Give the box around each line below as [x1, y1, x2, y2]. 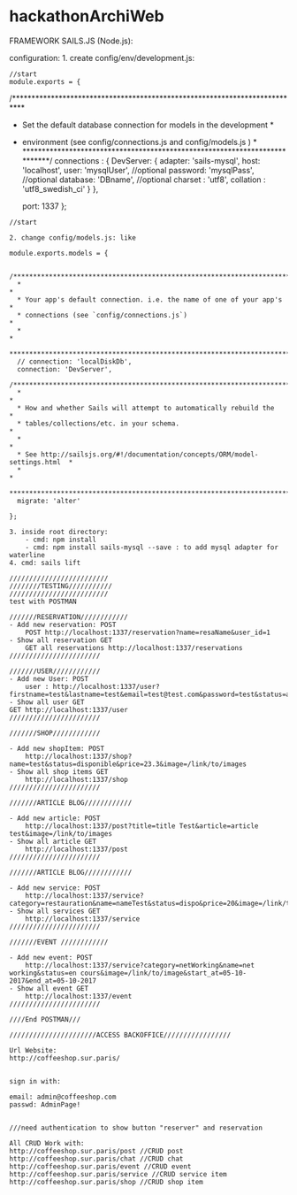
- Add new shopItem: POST [9, 744, 104, 753]
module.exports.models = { [9, 249, 109, 257]
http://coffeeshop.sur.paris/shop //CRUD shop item [9, 1177, 203, 1186]
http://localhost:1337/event [25, 992, 133, 1000]
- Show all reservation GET [9, 635, 113, 645]
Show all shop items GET [17, 767, 109, 776]
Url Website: [9, 1046, 57, 1054]
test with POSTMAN [9, 597, 77, 606]
